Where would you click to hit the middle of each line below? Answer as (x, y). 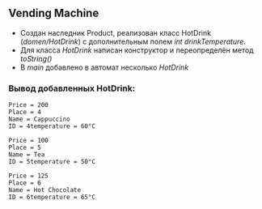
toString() (36, 58)
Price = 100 (28, 141)
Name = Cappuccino (39, 119)
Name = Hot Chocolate (45, 190)
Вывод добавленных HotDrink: (72, 88)
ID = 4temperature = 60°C (52, 126)
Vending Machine (54, 13)
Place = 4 (25, 113)
